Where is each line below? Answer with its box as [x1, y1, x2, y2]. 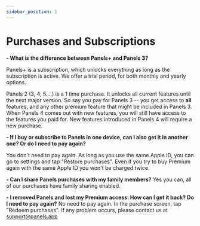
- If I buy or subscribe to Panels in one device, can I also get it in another [6, 133, 188, 141]
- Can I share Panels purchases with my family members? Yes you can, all [6, 176, 192, 183]
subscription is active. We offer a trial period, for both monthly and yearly [6, 72, 186, 80]
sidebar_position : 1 [6, 8, 58, 15]
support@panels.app [6, 213, 58, 220]
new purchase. [6, 122, 43, 129]
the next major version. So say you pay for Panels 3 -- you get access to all [6, 96, 192, 103]
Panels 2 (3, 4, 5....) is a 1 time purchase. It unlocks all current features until [6, 90, 191, 97]
